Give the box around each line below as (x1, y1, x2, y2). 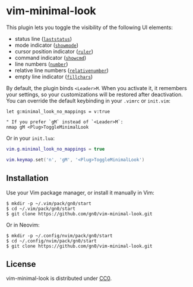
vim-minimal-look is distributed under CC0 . (6, 275, 112, 282)
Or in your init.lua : (6, 135, 55, 142)
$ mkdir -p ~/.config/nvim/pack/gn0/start (6, 232, 113, 238)
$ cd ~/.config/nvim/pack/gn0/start (6, 238, 97, 244)
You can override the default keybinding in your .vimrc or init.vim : (6, 97, 171, 104)
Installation (6, 173, 49, 183)
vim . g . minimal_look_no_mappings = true (6, 146, 105, 152)
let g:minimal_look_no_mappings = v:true (6, 109, 110, 114)
